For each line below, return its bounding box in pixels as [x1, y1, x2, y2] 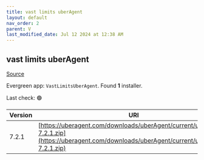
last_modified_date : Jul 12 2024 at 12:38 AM [6, 32, 123, 38]
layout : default [6, 15, 47, 21]
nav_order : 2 [6, 20, 39, 26]
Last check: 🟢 [6, 94, 42, 101]
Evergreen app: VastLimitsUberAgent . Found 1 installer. [6, 82, 143, 89]
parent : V [6, 26, 32, 32]
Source [6, 70, 24, 77]
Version [9, 111, 33, 119]
